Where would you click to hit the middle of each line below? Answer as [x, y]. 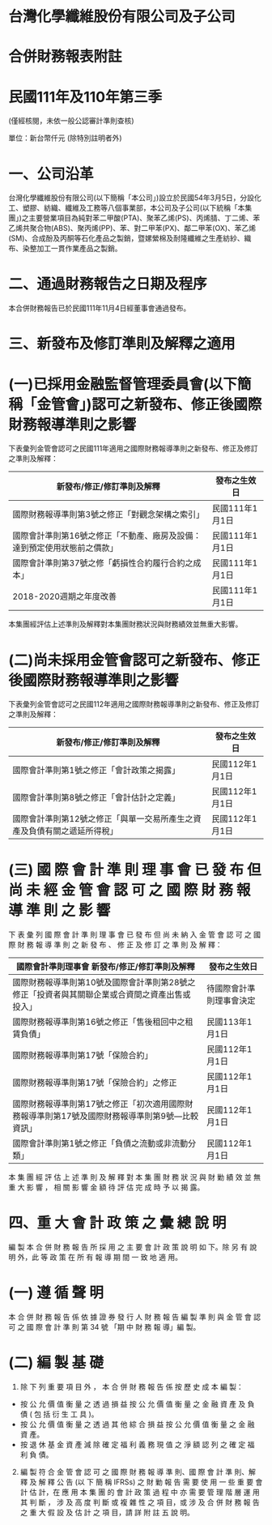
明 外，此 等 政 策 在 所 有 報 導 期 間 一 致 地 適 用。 [95, 1258]
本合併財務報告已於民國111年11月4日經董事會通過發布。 [100, 308]
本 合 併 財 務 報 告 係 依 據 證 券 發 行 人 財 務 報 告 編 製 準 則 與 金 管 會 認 [135, 1317]
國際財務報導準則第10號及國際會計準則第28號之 [104, 983]
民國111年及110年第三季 [85, 97]
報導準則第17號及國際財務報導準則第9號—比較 [110, 1117]
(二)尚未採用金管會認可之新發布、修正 [134, 660]
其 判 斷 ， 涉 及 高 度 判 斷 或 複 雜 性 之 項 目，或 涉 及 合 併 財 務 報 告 [140, 1502]
